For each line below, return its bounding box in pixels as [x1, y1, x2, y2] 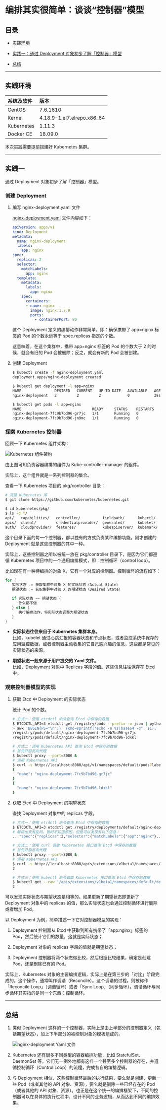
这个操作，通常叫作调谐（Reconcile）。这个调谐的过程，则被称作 [18, 977, 149, 983]
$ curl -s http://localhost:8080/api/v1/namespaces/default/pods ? [12, 763, 152, 767]
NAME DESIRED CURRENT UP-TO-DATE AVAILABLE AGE [12, 388, 161, 393]
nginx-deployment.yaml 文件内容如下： [12, 214, 92, 221]
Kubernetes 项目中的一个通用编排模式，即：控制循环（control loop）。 [10, 557, 153, 563]
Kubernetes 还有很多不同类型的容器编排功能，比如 [12, 1052, 115, 1058]
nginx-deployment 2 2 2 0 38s [12, 393, 161, 398]
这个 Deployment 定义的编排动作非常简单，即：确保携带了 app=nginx [12, 327, 154, 333]
